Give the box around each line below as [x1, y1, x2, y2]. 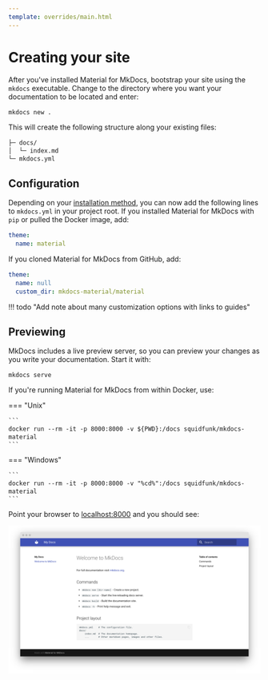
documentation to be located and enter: [8, 92, 139, 101]
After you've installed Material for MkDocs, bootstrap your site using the [8, 74, 246, 84]
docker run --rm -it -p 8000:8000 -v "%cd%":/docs [8, 479, 181, 487]
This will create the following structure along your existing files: [8, 122, 218, 132]
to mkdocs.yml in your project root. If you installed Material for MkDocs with [8, 206, 254, 216]
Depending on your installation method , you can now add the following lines [8, 198, 258, 208]
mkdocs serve [8, 372, 52, 380]
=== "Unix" [8, 400, 46, 411]
